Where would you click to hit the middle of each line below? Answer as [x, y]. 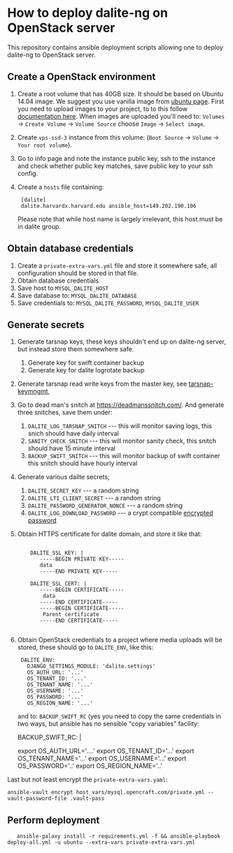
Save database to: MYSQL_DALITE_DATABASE [77, 295]
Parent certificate [71, 615]
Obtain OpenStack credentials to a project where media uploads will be [120, 640]
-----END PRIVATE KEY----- [79, 572]
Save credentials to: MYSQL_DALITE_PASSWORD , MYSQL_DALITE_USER [108, 303]
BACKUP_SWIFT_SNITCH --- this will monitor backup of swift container [124, 456]
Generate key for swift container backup [86, 363]
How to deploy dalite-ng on [87, 13]
